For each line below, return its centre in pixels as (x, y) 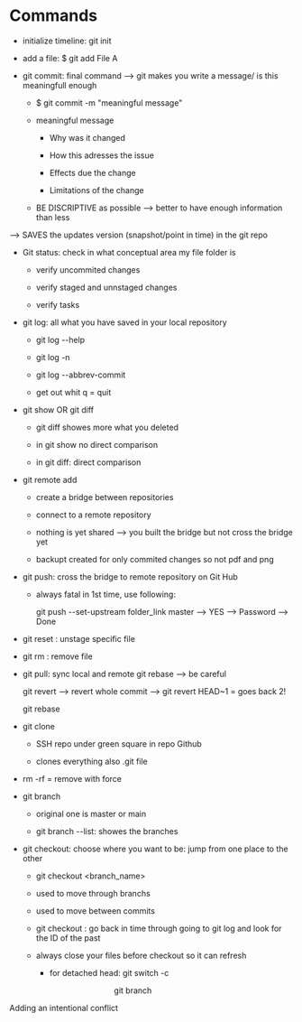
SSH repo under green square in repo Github (119, 743)
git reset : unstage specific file (78, 638)
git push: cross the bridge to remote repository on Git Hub (130, 576)
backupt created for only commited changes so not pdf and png (155, 559)
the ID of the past (68, 938)
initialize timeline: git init (67, 41)
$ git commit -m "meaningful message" (109, 102)
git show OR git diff (58, 409)
